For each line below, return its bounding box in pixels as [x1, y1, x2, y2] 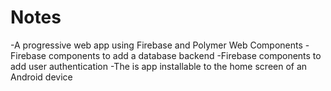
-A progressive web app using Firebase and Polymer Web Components [10, 39, 303, 51]
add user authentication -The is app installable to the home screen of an [10, 60, 308, 72]
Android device [10, 71, 73, 83]
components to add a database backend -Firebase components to [48, 49, 322, 61]
